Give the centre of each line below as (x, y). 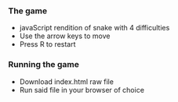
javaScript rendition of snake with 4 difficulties (94, 28)
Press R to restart (47, 44)
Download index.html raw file (66, 81)
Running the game (44, 65)
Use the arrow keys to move (65, 36)
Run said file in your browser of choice (82, 90)
